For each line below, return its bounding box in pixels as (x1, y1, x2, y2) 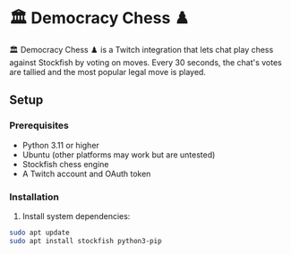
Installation (9, 190, 60, 203)
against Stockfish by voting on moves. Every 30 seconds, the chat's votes (9, 56, 282, 68)
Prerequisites (9, 119, 69, 131)
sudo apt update (9, 228, 70, 237)
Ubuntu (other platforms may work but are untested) (21, 149, 216, 160)
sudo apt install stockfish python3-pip (9, 236, 163, 245)
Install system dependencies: (21, 210, 131, 221)
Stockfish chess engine (21, 158, 109, 169)
